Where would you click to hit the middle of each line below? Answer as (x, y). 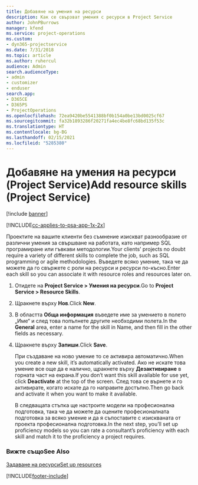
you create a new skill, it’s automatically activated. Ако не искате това (100, 362)
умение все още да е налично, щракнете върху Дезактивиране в (98, 368)
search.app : (21, 94)
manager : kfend (25, 28)
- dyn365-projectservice (37, 45)
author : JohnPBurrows (33, 22)
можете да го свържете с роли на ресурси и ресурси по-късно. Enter (93, 268)
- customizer (22, 83)
